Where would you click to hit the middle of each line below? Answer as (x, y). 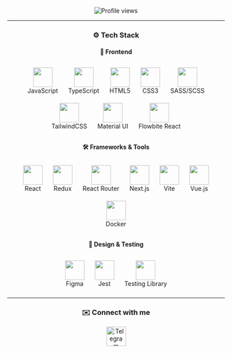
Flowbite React (159, 126)
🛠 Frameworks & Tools (116, 147)
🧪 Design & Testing (116, 244)
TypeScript (84, 91)
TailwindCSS (69, 126)
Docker (116, 224)
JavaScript (43, 91)
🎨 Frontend (116, 51)
